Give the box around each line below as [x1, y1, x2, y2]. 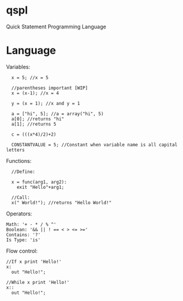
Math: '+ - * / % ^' [6, 221, 57, 227]
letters [6, 147, 25, 153]
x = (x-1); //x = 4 [11, 90, 59, 96]
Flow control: [6, 247, 38, 254]
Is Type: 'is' [6, 237, 41, 243]
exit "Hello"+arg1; [16, 184, 65, 190]
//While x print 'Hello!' [6, 279, 69, 285]
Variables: [6, 63, 31, 70]
